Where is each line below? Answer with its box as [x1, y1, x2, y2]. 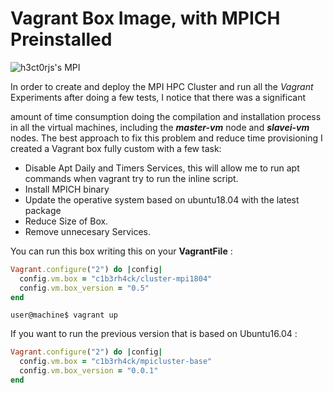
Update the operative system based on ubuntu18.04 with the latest [24, 193, 300, 206]
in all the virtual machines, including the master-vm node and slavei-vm [10, 121, 310, 133]
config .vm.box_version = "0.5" [19, 283, 150, 293]
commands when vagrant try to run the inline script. [24, 172, 239, 184]
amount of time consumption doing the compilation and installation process [10, 110, 322, 122]
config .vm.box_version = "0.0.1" [19, 366, 159, 376]
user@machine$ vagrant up [10, 310, 118, 321]
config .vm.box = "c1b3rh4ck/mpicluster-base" [19, 357, 213, 367]
